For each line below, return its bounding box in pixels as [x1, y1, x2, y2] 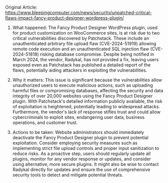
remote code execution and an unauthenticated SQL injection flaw [12, 46, 149, 52]
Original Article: [5, 5, 38, 10]
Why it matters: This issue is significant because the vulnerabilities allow [12, 77, 162, 83]
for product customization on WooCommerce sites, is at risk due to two [12, 30, 160, 36]
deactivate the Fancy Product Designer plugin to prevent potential [12, 135, 149, 140]
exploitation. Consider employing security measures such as [12, 140, 138, 146]
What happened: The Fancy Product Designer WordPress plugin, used [12, 25, 158, 31]
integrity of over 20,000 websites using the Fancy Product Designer [12, 93, 153, 99]
